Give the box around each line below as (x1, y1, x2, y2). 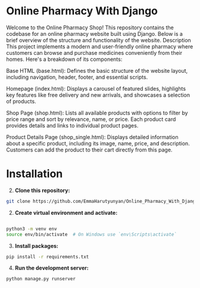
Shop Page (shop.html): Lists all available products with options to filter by (6, 109, 189, 116)
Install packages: (14, 242, 58, 249)
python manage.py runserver (6, 276, 76, 282)
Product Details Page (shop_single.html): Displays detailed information (6, 133, 179, 141)
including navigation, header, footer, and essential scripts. (6, 73, 148, 80)
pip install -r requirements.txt (6, 253, 89, 260)
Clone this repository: (14, 187, 70, 194)
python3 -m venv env (6, 225, 58, 232)
